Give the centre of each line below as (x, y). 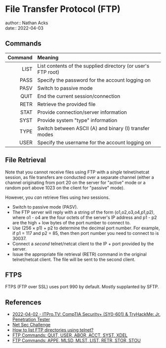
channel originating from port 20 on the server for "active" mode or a (75, 182)
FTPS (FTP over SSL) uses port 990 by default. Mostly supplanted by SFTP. (82, 287)
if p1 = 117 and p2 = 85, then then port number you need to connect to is (85, 233)
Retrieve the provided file (66, 104)
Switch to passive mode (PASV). (45, 207)
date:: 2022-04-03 (24, 28)
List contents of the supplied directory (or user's (93, 66)
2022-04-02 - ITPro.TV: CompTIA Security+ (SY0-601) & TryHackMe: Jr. (86, 314)
